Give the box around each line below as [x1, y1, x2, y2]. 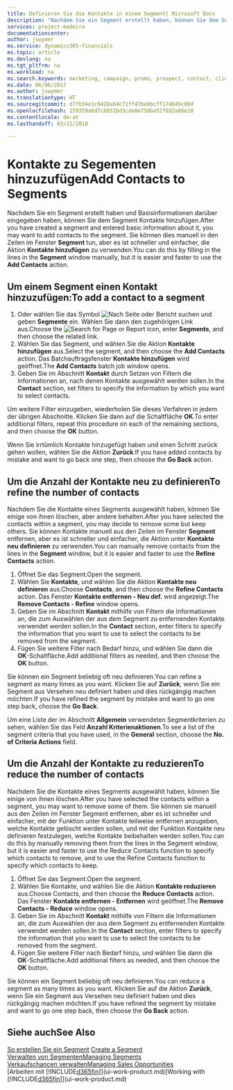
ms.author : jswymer [7, 88, 64, 95]
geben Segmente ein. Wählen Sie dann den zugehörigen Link [17, 317, 193, 326]
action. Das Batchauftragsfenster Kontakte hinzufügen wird [17, 354, 189, 363]
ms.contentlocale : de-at [7, 113, 79, 120]
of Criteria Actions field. [7, 738, 78, 746]
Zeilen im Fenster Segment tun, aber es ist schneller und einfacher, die [7, 238, 210, 247]
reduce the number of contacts [7, 768, 144, 780]
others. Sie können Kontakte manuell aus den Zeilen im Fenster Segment [7, 527, 216, 536]
